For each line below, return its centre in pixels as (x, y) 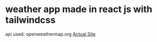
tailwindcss (31, 20)
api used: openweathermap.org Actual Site (51, 34)
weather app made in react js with (79, 9)
